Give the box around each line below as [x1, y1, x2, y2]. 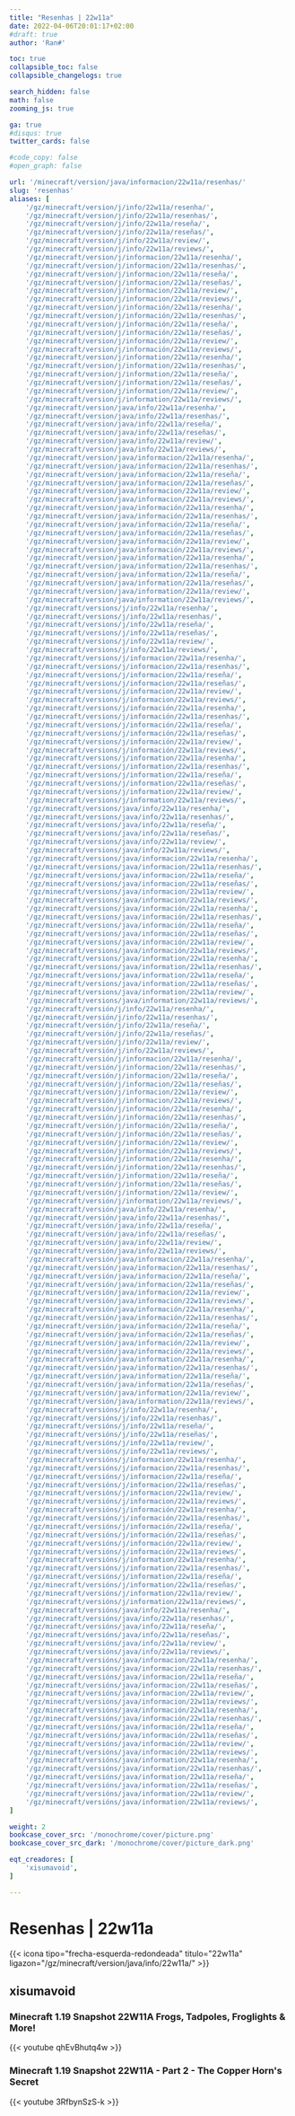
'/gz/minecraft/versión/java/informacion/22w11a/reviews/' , [25, 1297, 255, 1306]
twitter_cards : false [9, 137, 91, 146]
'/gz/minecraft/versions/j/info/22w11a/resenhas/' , [25, 612, 222, 621]
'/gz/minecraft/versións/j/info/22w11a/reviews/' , [25, 1447, 219, 1456]
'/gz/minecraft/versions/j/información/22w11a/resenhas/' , [25, 712, 251, 721]
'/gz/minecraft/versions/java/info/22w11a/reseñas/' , [25, 829, 230, 838]
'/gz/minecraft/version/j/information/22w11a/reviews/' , [25, 394, 243, 404]
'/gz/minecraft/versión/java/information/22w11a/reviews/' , [25, 1397, 255, 1406]
